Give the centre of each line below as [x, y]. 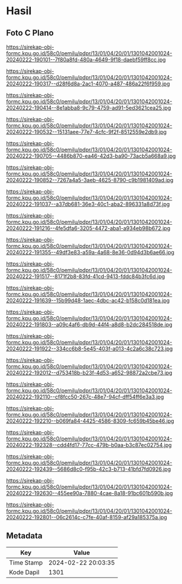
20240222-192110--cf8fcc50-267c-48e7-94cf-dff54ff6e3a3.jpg [85, 397]
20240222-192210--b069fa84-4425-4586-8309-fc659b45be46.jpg [90, 421]
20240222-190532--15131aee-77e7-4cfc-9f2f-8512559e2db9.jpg [87, 132]
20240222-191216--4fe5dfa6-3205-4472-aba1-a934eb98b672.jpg [88, 228]
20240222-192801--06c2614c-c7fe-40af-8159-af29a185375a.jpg [87, 517]
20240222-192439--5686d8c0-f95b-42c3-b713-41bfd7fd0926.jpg [89, 469]
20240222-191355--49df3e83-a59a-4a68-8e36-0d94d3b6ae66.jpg [90, 252]
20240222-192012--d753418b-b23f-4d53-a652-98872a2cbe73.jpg [89, 373]
